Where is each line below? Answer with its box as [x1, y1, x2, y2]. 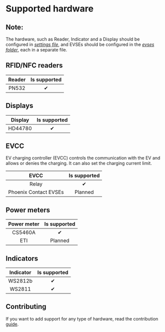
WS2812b [8, 277, 33, 284]
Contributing [5, 302, 46, 311]
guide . [5, 321, 19, 327]
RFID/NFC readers [5, 61, 63, 70]
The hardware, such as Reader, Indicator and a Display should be [5, 36, 140, 42]
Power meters [5, 205, 50, 214]
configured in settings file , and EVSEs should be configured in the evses [5, 41, 154, 47]
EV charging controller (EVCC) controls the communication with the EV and [5, 155, 160, 161]
